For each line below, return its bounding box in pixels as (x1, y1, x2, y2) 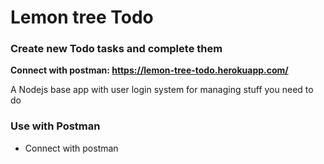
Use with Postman (10, 119, 101, 133)
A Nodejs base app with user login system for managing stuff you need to (10, 84, 314, 96)
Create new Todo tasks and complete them (10, 42, 223, 56)
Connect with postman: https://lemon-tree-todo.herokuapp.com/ (10, 64, 289, 76)
